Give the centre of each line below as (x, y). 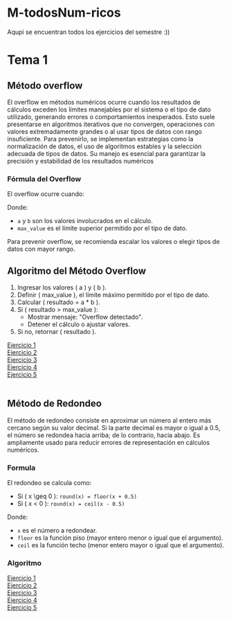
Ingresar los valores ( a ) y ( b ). (62, 288)
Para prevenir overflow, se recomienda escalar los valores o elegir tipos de (113, 242)
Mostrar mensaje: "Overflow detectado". (85, 317)
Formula (21, 468)
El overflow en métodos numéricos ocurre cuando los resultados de (104, 102)
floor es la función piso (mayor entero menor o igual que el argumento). (120, 538)
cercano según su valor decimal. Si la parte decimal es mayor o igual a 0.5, (114, 427)
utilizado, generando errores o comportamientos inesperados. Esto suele (111, 116)
